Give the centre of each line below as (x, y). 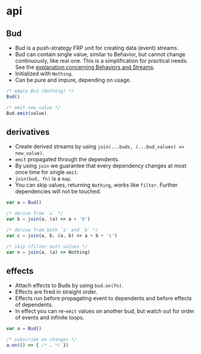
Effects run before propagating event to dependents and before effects (103, 298)
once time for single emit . (47, 172)
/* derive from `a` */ (35, 214)
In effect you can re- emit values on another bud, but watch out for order (105, 311)
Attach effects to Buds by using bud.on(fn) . (69, 286)
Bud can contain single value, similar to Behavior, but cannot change (100, 54)
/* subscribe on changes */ (42, 340)
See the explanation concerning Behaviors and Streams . (85, 67)
